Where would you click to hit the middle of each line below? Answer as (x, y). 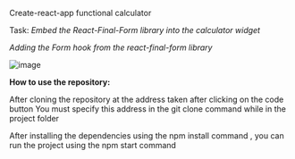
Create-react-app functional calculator (80, 13)
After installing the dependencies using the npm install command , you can (147, 136)
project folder (34, 118)
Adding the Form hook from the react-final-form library (111, 47)
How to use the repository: (60, 82)
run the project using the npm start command (93, 145)
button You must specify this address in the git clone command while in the (147, 109)
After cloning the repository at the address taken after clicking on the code (147, 99)
